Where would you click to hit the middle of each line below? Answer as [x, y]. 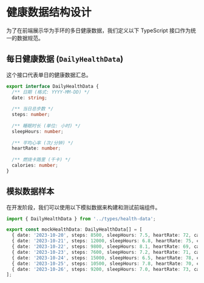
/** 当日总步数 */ [32, 109]
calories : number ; [35, 165]
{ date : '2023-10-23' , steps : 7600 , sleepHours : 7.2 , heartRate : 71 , [101, 252]
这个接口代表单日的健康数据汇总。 [49, 75]
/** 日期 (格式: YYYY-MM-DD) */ [51, 92]
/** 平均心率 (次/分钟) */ [43, 143]
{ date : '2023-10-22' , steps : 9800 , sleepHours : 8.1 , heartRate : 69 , [101, 247]
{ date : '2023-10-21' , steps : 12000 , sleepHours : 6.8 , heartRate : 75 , [103, 241]
